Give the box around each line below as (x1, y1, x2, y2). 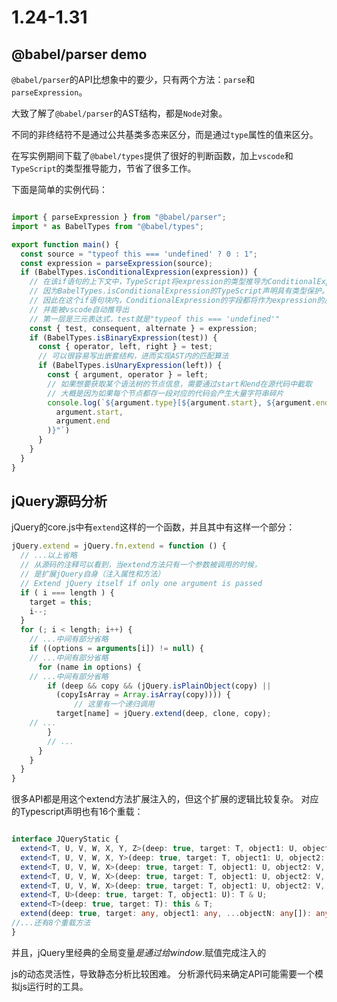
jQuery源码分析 (11, 493, 108, 510)
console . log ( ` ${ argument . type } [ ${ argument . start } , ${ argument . (47, 397, 317, 408)
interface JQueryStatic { (11, 834, 119, 845)
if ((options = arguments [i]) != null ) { (29, 644, 204, 654)
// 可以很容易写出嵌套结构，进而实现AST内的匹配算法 (37, 351, 229, 361)
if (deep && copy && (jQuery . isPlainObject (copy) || (47, 681, 272, 691)
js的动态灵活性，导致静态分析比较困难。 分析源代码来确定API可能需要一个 (11, 967, 316, 980)
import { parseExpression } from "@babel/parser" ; (11, 212, 227, 222)
